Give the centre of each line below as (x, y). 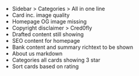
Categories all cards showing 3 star (56, 60)
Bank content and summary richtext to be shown (73, 47)
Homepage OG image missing (49, 21)
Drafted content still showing (48, 34)
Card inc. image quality (41, 15)
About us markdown (37, 53)
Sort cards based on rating (45, 66)
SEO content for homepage (46, 41)
